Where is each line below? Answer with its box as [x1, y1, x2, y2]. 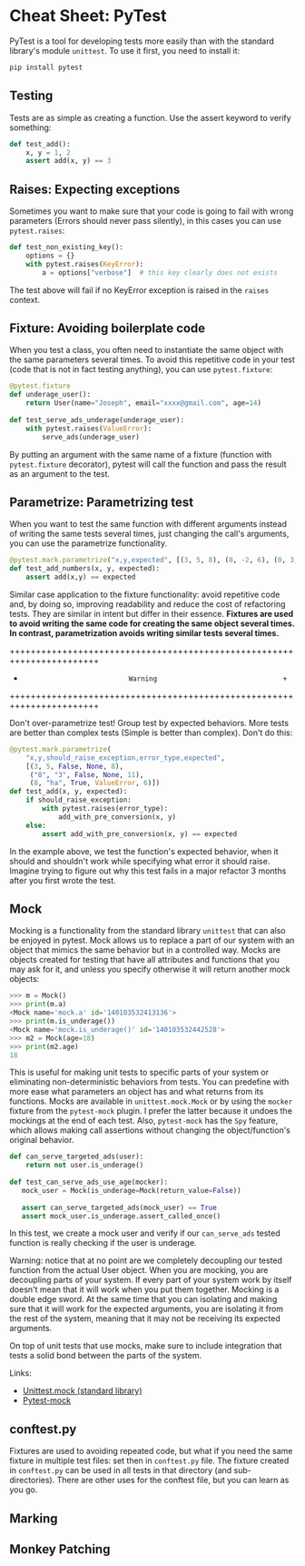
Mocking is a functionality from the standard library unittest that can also [9, 925, 286, 936]
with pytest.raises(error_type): [42, 804, 169, 813]
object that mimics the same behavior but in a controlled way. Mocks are [9, 945, 281, 955]
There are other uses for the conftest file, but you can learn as [56, 1475, 290, 1486]
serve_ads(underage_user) [42, 432, 141, 441]
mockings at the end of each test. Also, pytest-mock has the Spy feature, [9, 1116, 279, 1127]
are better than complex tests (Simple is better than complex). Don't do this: [9, 727, 293, 738]
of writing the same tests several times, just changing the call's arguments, [9, 529, 290, 540]
